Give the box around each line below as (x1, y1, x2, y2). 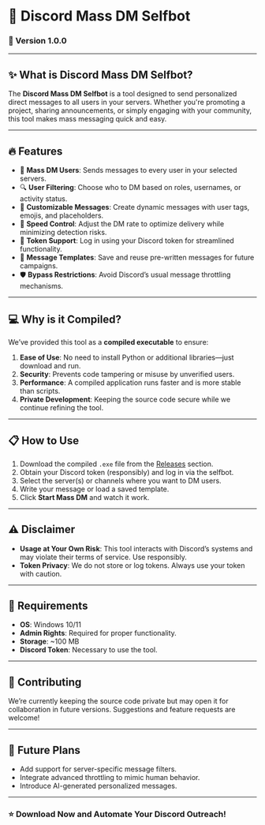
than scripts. (19, 386, 61, 395)
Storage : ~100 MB (19, 636, 80, 646)
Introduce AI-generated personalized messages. (19, 781, 177, 790)
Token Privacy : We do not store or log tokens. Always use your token (19, 560, 246, 570)
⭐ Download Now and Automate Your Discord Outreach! (8, 808, 226, 819)
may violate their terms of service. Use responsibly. (19, 552, 188, 562)
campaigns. (19, 261, 58, 271)
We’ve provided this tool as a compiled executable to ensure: (8, 337, 209, 346)
